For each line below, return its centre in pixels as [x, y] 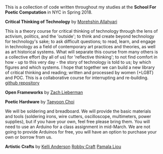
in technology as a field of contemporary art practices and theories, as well [80, 47]
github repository [22, 83]
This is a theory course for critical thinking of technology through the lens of [81, 31]
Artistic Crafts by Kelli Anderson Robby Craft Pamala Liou [63, 146]
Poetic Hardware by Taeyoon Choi [40, 102]
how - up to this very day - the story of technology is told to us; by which [78, 62]
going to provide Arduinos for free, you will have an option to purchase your [81, 132]
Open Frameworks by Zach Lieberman [44, 92]
